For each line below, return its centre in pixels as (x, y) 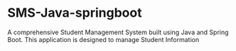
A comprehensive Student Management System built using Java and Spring (118, 32)
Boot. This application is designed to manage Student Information (103, 39)
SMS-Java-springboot (75, 13)
